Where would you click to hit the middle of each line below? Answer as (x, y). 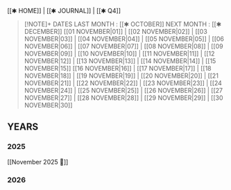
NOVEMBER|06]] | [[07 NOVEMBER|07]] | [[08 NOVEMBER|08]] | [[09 (123, 46)
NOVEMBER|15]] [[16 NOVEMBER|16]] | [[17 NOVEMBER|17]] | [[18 (118, 68)
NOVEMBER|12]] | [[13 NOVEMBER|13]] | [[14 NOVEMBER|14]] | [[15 (120, 61)
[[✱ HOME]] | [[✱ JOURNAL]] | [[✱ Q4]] (64, 11)
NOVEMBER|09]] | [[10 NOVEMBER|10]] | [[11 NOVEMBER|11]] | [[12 (119, 53)
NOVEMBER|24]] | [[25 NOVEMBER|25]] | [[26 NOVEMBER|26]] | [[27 (123, 90)
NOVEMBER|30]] (48, 105)
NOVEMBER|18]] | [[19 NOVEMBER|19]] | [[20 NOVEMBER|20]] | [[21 (121, 76)
